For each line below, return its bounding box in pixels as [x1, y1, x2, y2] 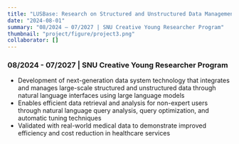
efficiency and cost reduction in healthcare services [17, 129, 171, 138]
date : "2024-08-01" [7, 17, 65, 24]
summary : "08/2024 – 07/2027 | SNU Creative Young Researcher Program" [7, 23, 224, 31]
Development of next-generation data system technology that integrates [17, 76, 230, 85]
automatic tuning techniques [17, 114, 102, 123]
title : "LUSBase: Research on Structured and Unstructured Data [7, 10, 202, 18]
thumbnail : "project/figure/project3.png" [7, 30, 135, 38]
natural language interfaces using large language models [17, 92, 185, 100]
